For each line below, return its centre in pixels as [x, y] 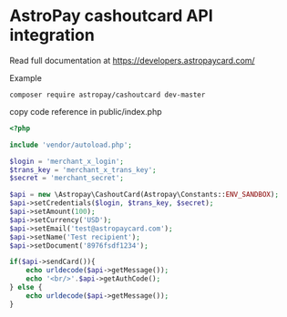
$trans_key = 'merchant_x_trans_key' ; [83, 169]
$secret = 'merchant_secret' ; [67, 179]
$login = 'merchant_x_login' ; [67, 161]
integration [52, 35]
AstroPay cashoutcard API [112, 16]
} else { [26, 288]
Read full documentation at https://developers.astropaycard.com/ [132, 60]
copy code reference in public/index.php [86, 111]
